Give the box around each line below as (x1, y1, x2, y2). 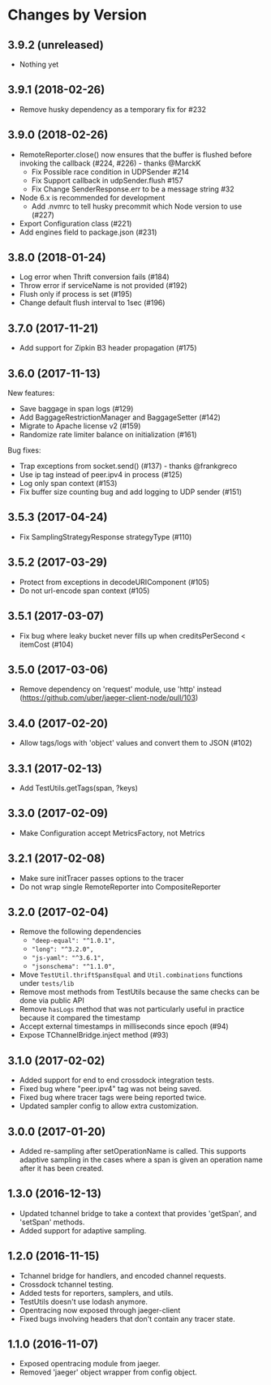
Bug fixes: (7, 445, 41, 455)
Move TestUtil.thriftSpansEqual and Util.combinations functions (19, 970, 243, 979)
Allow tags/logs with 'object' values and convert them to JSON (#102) (19, 738, 252, 748)
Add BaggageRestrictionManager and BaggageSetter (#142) (19, 412, 221, 423)
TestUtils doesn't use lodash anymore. (19, 1297, 148, 1306)
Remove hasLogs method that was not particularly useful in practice (19, 1004, 245, 1014)
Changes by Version (7, 6, 148, 24)
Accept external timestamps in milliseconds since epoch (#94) (19, 1022, 229, 1031)
